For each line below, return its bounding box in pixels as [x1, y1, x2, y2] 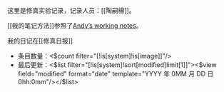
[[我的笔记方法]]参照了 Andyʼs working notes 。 [7, 21, 143, 30]
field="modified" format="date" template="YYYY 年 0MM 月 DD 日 [17, 70, 214, 78]
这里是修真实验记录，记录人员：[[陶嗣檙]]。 [7, 6, 136, 14]
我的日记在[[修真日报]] [7, 36, 73, 45]
